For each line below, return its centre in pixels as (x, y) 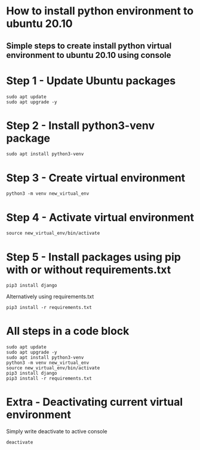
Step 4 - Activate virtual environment (100, 217)
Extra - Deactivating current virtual (95, 402)
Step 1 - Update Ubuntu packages (91, 80)
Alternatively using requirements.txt (50, 296)
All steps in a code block (68, 331)
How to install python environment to (100, 11)
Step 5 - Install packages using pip (93, 257)
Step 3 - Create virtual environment (96, 178)
